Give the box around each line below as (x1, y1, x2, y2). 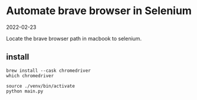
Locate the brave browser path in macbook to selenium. (6, 35, 142, 42)
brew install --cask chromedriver (6, 68, 91, 74)
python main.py (6, 88, 44, 94)
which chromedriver (6, 72, 54, 79)
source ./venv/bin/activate (6, 83, 75, 89)
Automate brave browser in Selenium (6, 4, 192, 18)
